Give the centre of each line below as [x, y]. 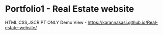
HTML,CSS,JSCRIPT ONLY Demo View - [46, 22]
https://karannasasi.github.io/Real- [123, 22]
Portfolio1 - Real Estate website [69, 9]
